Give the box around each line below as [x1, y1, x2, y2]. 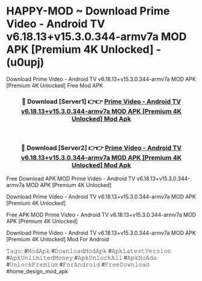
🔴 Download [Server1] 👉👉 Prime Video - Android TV [21, 97, 181, 106]
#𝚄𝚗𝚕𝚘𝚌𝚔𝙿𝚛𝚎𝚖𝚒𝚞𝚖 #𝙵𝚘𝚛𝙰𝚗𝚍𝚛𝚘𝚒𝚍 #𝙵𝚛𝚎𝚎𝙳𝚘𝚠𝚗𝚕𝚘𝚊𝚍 [6, 260, 150, 268]
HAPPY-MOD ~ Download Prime [6, 4, 170, 18]
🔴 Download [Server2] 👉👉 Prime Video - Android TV [21, 144, 182, 152]
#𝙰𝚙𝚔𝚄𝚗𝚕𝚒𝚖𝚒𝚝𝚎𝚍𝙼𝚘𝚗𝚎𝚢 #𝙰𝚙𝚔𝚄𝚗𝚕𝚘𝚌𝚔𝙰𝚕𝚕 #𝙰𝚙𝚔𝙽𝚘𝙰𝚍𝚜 [6, 254, 157, 261]
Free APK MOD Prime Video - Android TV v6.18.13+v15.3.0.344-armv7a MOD [6, 211, 197, 218]
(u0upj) [6, 55, 45, 69]
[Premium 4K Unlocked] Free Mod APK [6, 81, 104, 89]
